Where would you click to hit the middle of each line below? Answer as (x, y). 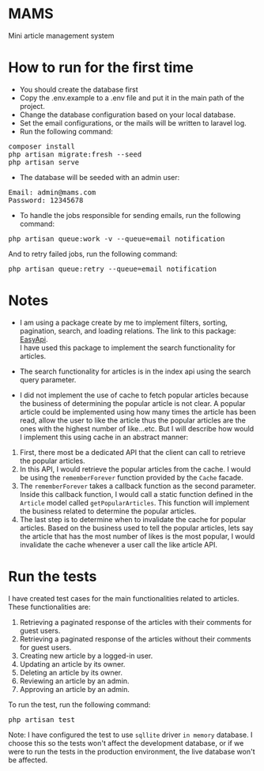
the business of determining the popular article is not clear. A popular (132, 403)
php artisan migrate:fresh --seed (75, 154)
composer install (41, 146)
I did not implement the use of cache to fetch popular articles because (134, 395)
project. (32, 106)
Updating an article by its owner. (72, 664)
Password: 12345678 (46, 200)
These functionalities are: (49, 607)
